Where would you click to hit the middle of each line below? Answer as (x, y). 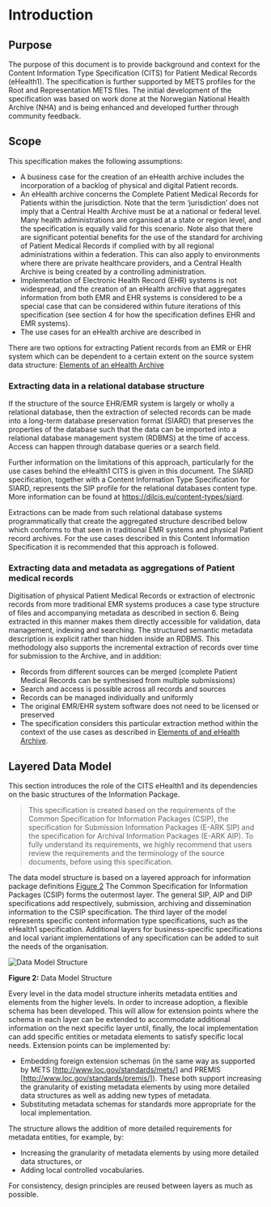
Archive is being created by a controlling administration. (113, 271)
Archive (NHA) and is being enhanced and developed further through (124, 107)
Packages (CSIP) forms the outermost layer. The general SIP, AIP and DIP (131, 895)
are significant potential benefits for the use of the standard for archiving (141, 237)
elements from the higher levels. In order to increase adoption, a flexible (128, 1003)
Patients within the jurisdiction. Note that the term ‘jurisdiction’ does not (139, 202)
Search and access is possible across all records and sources (123, 689)
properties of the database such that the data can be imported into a (123, 430)
